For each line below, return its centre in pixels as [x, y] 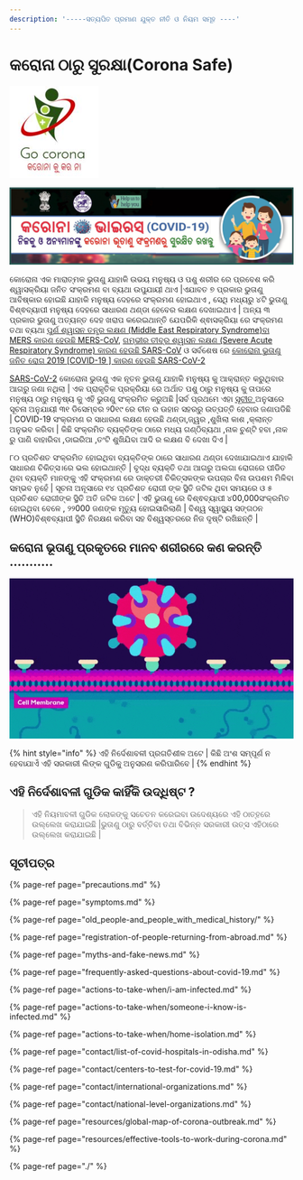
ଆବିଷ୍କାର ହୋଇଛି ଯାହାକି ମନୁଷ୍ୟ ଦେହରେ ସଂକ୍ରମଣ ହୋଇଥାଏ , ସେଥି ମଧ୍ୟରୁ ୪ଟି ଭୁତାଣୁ [148, 300]
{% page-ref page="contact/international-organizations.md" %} [129, 1087]
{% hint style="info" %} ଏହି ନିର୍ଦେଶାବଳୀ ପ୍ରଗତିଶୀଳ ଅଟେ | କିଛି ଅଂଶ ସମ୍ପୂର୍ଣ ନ [140, 753]
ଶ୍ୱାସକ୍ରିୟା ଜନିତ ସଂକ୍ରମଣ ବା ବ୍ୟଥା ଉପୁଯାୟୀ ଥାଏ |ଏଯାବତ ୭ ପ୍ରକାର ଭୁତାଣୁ [136, 290]
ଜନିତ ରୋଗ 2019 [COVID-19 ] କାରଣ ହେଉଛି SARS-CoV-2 [107, 360]
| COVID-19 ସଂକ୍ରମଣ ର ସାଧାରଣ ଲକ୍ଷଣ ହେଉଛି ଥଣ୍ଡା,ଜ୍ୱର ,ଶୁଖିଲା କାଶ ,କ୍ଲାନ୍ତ [141, 419]
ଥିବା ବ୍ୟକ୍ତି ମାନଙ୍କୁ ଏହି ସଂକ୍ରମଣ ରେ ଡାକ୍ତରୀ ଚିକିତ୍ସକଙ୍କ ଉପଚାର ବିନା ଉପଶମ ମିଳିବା [151, 478]
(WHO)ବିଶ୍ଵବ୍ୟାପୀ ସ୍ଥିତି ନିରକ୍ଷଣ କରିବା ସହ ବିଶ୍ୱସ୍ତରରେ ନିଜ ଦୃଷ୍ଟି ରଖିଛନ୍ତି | [134, 518]
